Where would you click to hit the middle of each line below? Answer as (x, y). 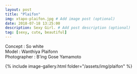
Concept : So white (25, 46)
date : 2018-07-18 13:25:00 (33, 23)
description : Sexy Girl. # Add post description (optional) (68, 28)
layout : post (18, 10)
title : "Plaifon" (23, 14)
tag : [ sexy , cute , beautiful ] (36, 32)
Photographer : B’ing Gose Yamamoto (43, 57)
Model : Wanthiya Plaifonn (31, 51)
